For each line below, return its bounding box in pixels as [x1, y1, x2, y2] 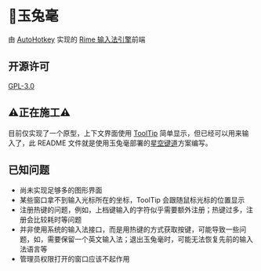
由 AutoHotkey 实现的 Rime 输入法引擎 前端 [8, 35, 146, 44]
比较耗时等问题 [33, 215, 82, 225]
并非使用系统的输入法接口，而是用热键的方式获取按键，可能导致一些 [19, 225, 240, 234]
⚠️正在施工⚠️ [8, 106, 71, 119]
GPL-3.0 [8, 81, 35, 90]
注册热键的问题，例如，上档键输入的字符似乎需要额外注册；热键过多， [19, 205, 247, 214]
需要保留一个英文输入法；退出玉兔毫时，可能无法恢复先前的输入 [46, 235, 253, 244]
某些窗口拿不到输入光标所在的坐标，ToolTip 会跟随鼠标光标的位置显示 [19, 196, 245, 205]
